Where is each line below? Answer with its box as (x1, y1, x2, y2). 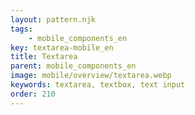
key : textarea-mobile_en (10, 42, 114, 53)
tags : (10, 24, 33, 34)
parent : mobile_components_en (10, 61, 137, 71)
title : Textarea (10, 52, 78, 62)
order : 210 (10, 89, 56, 99)
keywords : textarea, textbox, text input (10, 80, 186, 90)
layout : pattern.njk (10, 14, 97, 25)
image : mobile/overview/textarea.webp (10, 71, 172, 81)
